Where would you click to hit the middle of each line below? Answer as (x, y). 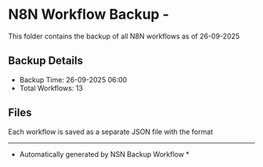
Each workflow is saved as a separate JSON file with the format (111, 132)
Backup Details (46, 61)
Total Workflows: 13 (51, 88)
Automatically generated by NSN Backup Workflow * (104, 154)
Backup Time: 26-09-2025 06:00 (73, 79)
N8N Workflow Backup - (89, 15)
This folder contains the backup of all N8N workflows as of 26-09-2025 (124, 36)
